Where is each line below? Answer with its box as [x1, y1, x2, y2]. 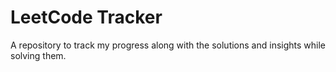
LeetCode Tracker [10, 6, 163, 29]
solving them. [10, 49, 67, 61]
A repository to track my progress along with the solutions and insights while [10, 39, 327, 51]
